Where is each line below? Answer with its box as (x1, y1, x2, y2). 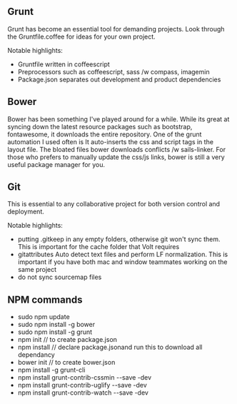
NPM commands (7, 293, 83, 305)
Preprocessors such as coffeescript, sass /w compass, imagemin (17, 67, 210, 76)
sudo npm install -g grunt (17, 328, 93, 336)
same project (17, 266, 57, 274)
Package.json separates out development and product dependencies (17, 75, 221, 84)
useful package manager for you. (7, 160, 106, 168)
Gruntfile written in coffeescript (17, 60, 111, 69)
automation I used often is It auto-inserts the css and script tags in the (7, 137, 214, 146)
